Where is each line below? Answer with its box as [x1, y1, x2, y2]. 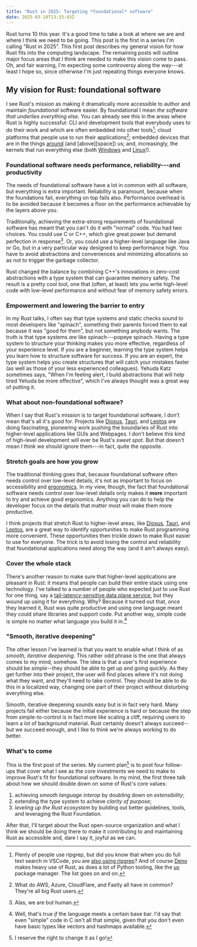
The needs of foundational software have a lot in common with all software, [6, 181, 189, 188]
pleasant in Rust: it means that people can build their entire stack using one [6, 579, 188, 586]
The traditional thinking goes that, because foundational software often [6, 471, 178, 478]
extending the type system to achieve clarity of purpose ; [14, 798, 152, 805]
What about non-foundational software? [6, 398, 124, 406]
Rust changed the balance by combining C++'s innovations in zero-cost [6, 268, 180, 275]
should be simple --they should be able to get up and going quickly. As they [6, 664, 188, 672]
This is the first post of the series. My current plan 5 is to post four [6, 760, 165, 768]
